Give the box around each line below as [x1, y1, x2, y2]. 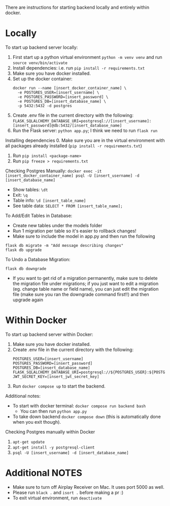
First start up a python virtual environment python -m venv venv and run [12, 54, 162, 60]
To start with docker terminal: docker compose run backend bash [12, 402, 146, 408]
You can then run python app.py [20, 408, 87, 414]
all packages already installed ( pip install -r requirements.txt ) [5, 142, 142, 149]
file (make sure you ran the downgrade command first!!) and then [12, 291, 150, 297]
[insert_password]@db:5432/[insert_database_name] [12, 123, 122, 128]
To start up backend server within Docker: [5, 331, 93, 337]
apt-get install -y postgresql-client [12, 445, 95, 450]
